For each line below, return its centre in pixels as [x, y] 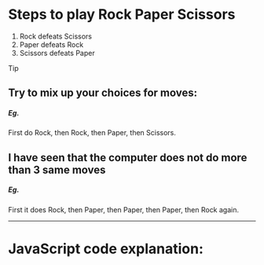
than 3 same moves [57, 169]
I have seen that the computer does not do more [128, 158]
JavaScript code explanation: [106, 248]
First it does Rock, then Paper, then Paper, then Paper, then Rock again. [124, 209]
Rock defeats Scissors [56, 36]
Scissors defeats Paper [57, 53]
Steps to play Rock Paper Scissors [122, 15]
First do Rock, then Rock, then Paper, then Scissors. [92, 133]
